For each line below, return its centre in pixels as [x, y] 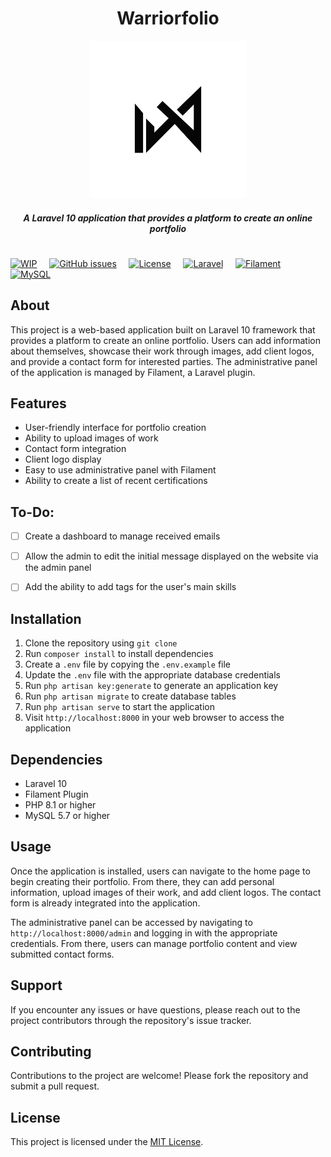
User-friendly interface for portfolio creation [115, 428]
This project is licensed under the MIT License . [107, 1142]
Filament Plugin [56, 794]
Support [36, 985]
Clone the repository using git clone [101, 643]
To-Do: [32, 512]
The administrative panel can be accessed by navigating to [131, 922]
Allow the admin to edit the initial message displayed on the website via [171, 556]
